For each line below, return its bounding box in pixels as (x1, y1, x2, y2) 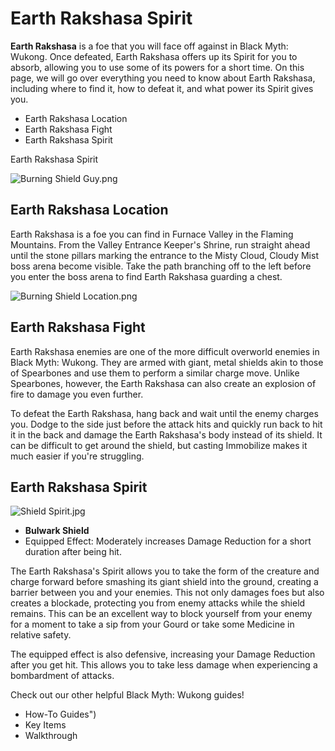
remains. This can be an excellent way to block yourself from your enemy (10, 608, 313, 620)
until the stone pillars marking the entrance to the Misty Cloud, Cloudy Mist (10, 249, 319, 261)
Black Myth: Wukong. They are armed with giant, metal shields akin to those (10, 356, 324, 368)
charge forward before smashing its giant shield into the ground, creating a (10, 576, 319, 588)
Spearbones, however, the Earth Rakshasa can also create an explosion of (10, 377, 317, 389)
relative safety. (10, 629, 72, 641)
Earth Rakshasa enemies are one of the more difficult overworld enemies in (10, 345, 320, 357)
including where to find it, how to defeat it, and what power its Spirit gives (10, 82, 314, 94)
